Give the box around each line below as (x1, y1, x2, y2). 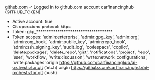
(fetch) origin (44, 65, 70, 70)
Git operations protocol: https (12, 24, 71, 29)
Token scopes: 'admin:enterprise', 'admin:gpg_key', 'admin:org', (12, 34, 139, 40)
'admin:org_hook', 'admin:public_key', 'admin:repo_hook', (12, 39, 127, 45)
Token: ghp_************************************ (12, 29, 113, 34)
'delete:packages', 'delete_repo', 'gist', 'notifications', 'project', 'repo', (12, 49, 150, 55)
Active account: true (12, 19, 53, 24)
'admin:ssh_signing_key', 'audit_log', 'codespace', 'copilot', (12, 44, 129, 50)
